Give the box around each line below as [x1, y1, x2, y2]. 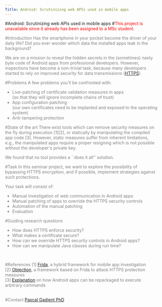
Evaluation [12, 208, 33, 214]
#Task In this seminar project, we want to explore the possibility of [5, 164, 138, 170]
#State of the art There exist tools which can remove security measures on [5, 124, 154, 130]
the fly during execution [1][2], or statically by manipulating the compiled [5, 129, 150, 135]
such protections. [5, 174, 40, 180]
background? [5, 45, 32, 51]
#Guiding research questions [5, 218, 63, 223]
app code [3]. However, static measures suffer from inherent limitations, [5, 135, 149, 140]
